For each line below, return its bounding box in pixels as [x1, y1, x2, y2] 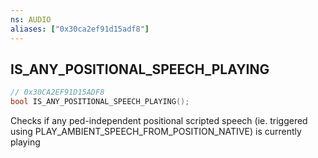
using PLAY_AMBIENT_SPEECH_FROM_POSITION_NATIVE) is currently [10, 126, 302, 138]
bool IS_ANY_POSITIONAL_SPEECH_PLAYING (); [10, 97, 190, 107]
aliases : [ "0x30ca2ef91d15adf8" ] [10, 24, 150, 34]
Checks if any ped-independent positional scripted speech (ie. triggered [10, 115, 308, 127]
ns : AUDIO [10, 14, 52, 25]
